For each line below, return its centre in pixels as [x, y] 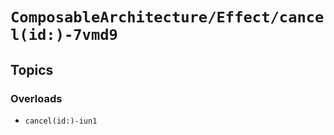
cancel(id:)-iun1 [61, 121]
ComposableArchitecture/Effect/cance [167, 17]
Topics [32, 69]
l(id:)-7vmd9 [64, 35]
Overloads [36, 98]
